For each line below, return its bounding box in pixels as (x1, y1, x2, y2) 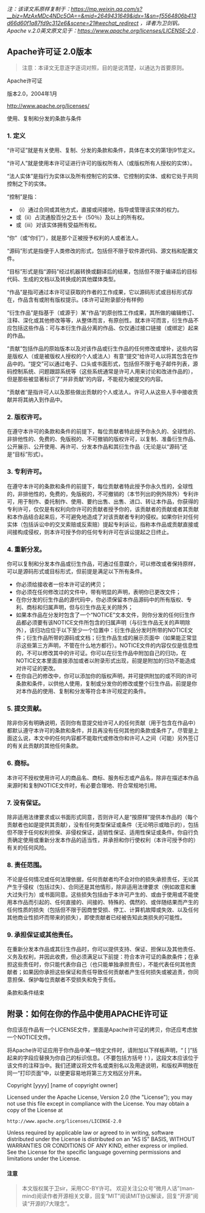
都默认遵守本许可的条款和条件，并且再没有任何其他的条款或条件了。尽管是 (7, 727, 193, 734)
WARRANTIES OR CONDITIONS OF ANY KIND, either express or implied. (7, 1142, 188, 1150)
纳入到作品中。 (27, 396, 66, 404)
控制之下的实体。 (7, 180, 50, 187)
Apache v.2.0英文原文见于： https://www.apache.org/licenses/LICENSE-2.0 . (7, 27, 199, 34)
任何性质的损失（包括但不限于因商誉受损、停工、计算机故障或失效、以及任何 (7, 906, 199, 914)
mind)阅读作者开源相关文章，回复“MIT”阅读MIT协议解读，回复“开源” (21, 1192, 193, 1200)
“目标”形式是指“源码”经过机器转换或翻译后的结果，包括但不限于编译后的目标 (7, 268, 198, 275)
